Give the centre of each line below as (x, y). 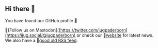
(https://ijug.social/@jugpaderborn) (40, 35)
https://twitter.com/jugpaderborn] (94, 30)
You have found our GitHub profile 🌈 (41, 20)
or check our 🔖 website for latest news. (115, 35)
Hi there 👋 (20, 9)
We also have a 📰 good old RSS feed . (41, 40)
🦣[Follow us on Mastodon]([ (33, 30)
